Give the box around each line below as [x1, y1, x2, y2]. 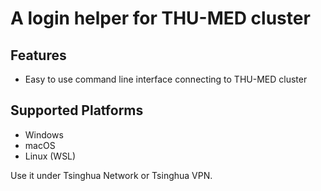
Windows [24, 128, 64, 141]
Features [10, 47, 67, 64]
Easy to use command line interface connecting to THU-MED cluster [24, 73, 308, 85]
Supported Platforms [10, 102, 144, 119]
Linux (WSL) [24, 150, 77, 162]
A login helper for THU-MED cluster [10, 7, 311, 30]
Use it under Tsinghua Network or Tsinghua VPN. [10, 169, 213, 181]
